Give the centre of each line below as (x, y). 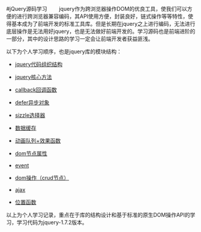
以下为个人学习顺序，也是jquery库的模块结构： (64, 52)
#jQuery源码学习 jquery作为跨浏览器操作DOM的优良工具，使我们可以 (97, 9)
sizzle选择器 (30, 115)
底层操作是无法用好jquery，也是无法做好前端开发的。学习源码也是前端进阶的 (101, 31)
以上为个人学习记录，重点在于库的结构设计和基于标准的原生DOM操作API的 (98, 215)
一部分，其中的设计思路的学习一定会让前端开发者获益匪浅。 (80, 39)
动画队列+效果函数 (38, 141)
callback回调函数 (36, 90)
